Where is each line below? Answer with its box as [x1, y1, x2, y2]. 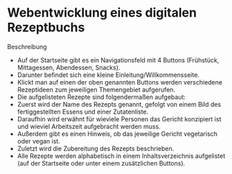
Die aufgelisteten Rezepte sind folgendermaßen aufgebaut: [17, 92, 186, 101]
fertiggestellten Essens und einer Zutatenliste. [17, 107, 149, 116]
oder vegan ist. [17, 137, 60, 145]
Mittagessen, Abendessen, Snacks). [17, 63, 121, 71]
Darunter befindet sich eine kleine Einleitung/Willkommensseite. [17, 71, 199, 79]
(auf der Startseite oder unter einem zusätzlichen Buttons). [17, 159, 186, 167]
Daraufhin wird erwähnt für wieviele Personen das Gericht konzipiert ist [17, 114, 222, 123]
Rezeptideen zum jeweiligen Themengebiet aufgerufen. [17, 85, 175, 94]
